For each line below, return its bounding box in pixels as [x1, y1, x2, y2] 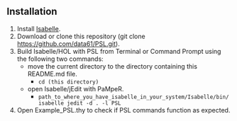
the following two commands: [16, 54, 104, 63]
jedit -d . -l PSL [66, 99, 121, 107]
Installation [6, 6, 57, 18]
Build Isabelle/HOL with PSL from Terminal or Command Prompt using [16, 47, 221, 55]
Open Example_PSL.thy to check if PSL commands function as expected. [16, 105, 231, 114]
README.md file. [27, 69, 77, 78]
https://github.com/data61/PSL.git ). [16, 39, 120, 48]
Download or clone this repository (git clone [16, 32, 146, 40]
